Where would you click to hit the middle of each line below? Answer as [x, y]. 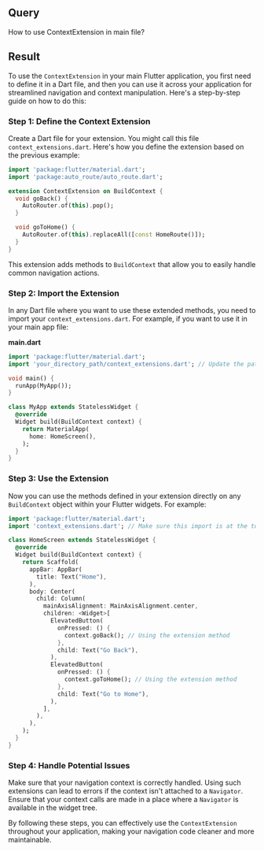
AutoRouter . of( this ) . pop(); [68, 206]
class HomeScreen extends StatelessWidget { [82, 540]
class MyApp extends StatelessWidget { [73, 407]
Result [24, 57]
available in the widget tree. [53, 808]
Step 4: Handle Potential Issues [69, 765]
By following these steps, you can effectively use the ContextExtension [123, 823]
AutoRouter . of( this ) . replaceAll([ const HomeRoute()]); [114, 235]
